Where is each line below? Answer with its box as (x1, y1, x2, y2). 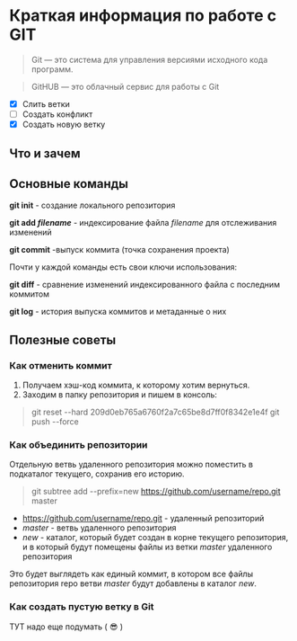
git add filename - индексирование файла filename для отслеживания (9, 218, 277, 228)
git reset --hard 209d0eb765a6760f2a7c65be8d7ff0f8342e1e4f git (31, 406, 280, 418)
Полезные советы (9, 332, 117, 347)
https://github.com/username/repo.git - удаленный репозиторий (22, 513, 265, 524)
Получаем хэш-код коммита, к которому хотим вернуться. (22, 379, 250, 391)
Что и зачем (9, 146, 81, 161)
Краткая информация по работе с (9, 5, 276, 26)
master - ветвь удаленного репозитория (22, 522, 177, 533)
